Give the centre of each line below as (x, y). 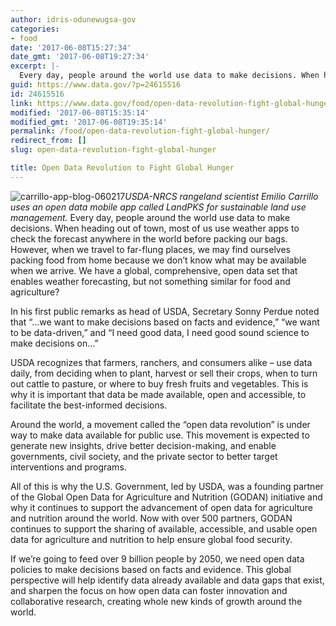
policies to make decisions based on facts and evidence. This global (151, 569)
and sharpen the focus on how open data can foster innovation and (149, 590)
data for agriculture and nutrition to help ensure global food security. (151, 539)
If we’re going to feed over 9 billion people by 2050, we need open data (157, 558)
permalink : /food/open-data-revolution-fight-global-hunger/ (140, 131)
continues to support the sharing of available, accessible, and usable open (164, 528)
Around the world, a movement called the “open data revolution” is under (160, 424)
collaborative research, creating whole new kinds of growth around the (156, 601)
